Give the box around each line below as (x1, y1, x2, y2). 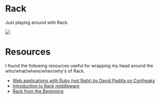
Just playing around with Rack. (5, 19, 69, 25)
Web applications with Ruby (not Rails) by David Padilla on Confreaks (12, 78, 155, 84)
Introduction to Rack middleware (12, 83, 80, 89)
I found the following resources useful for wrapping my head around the (5, 63, 153, 69)
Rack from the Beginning (12, 88, 64, 94)
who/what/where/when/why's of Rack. (5, 68, 85, 74)
